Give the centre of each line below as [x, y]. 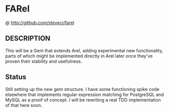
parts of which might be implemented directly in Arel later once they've [79, 56]
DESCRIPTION [28, 38]
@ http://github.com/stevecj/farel [40, 23]
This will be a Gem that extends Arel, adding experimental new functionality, [84, 50]
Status [16, 77]
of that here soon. [24, 105]
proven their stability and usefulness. [44, 61]
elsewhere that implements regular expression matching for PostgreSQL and [84, 94]
